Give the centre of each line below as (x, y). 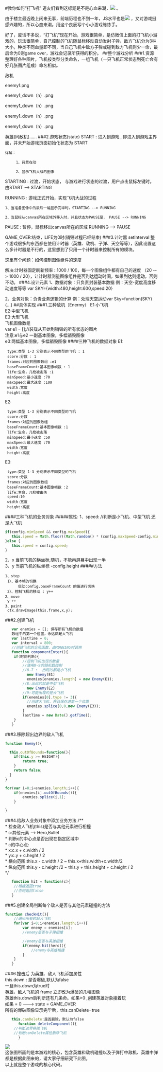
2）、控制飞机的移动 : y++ (30, 592)
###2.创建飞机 (20, 620)
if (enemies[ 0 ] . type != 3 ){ (50, 697)
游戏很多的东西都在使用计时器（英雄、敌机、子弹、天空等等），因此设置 (80, 243)
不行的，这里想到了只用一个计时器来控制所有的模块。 (83, 250)
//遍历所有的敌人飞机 (32, 919)
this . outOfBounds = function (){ (40, 752)
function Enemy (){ (24, 743)
